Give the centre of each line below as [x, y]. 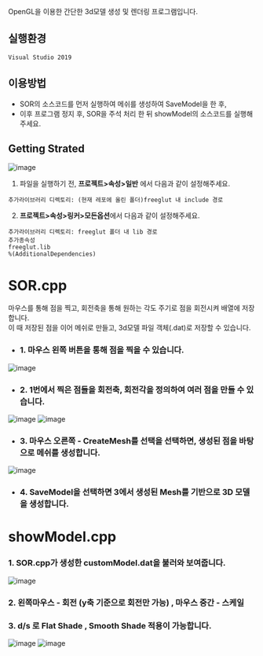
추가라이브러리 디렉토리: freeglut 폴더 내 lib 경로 [83, 232]
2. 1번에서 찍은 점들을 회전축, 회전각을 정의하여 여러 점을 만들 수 [132, 389]
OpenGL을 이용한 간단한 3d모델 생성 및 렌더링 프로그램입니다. [103, 11]
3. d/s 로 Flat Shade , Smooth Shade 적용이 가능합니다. [110, 625]
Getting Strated [46, 149]
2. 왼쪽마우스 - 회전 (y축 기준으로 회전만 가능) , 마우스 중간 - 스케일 [126, 603]
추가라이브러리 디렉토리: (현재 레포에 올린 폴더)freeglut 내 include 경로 [116, 200]
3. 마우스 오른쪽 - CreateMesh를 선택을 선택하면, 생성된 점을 [128, 440]
